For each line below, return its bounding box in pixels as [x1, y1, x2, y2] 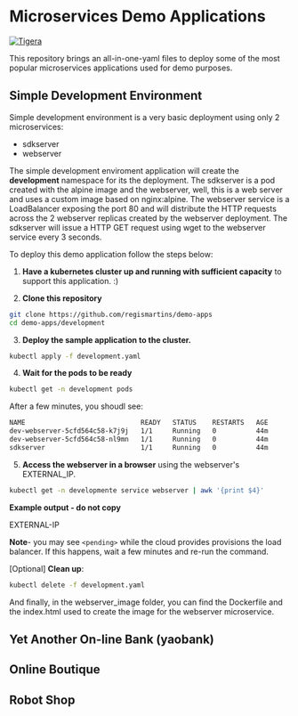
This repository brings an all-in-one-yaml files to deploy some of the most [9, 53, 280, 63]
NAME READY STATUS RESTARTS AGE [9, 419, 269, 427]
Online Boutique [9, 662, 101, 678]
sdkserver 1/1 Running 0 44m [9, 443, 269, 452]
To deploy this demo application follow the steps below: [9, 248, 213, 259]
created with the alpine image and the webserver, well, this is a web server [9, 184, 283, 195]
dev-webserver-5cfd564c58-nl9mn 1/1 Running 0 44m [9, 435, 269, 443]
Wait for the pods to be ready [21, 368, 133, 378]
